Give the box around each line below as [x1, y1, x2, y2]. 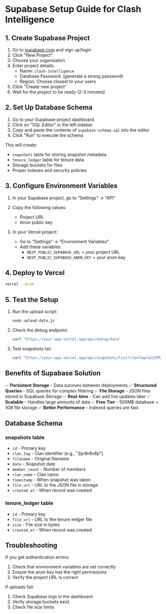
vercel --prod [5, 281, 35, 287]
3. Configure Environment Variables [5, 182, 118, 190]
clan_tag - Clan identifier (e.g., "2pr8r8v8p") [12, 450, 104, 456]
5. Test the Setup [5, 295, 58, 304]
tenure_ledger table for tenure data [12, 157, 84, 163]
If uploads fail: [5, 584, 35, 590]
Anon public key [19, 219, 53, 225]
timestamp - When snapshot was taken [12, 477, 91, 483]
